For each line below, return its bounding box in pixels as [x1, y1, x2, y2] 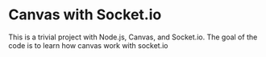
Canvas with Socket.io [8, 6, 162, 24]
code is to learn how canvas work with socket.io [8, 40, 168, 50]
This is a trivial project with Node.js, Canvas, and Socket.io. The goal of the [8, 32, 258, 42]
